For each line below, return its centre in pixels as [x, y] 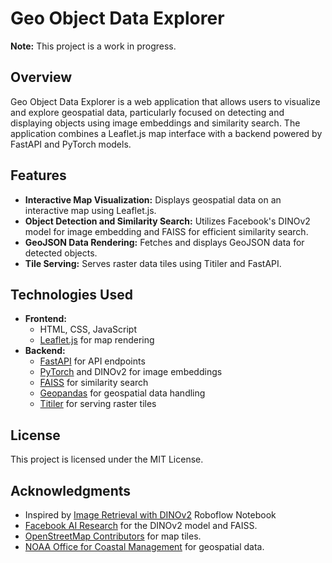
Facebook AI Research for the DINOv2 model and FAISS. [141, 525]
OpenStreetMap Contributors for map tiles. [113, 536]
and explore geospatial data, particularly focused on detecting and [147, 112]
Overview [41, 77]
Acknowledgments [71, 490]
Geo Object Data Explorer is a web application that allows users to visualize [165, 101]
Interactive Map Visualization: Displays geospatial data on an [153, 199]
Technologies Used [71, 294]
